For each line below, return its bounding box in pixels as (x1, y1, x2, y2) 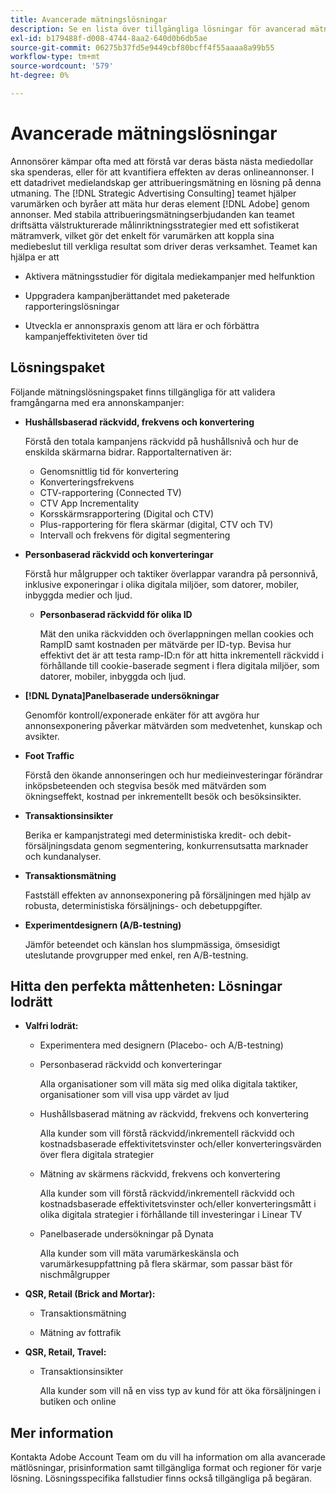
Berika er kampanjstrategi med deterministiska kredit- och (24, 829, 265, 841)
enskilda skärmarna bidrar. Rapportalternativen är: (24, 446, 232, 458)
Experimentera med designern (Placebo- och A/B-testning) (39, 1039, 284, 1051)
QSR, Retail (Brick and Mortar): (24, 1288, 156, 1300)
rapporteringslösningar (24, 300, 120, 312)
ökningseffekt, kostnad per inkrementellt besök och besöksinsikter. (24, 790, 302, 802)
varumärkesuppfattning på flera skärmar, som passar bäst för (39, 1258, 293, 1270)
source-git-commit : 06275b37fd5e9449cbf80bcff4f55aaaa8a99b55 (10, 42, 275, 53)
